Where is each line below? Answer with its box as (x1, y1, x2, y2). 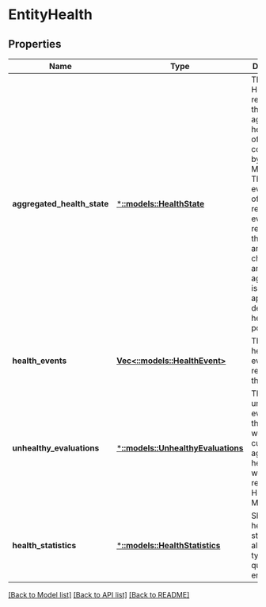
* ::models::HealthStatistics (116, 540, 221, 551)
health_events (12, 355, 67, 366)
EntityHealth (8, 6, 93, 24)
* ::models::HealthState (116, 199, 204, 209)
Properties (8, 37, 62, 51)
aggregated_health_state (12, 199, 109, 209)
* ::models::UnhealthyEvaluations (116, 443, 244, 454)
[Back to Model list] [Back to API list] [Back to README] (8, 590, 190, 599)
